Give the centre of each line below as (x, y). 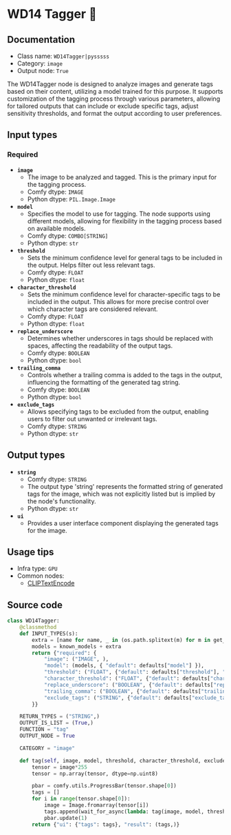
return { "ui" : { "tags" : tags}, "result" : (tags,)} (106, 824)
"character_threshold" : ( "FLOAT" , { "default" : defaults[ (127, 678)
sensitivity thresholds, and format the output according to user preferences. (114, 113)
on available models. (56, 228)
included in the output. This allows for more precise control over (118, 301)
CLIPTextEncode (51, 583)
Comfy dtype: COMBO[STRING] (68, 235)
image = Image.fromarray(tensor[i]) (96, 805)
